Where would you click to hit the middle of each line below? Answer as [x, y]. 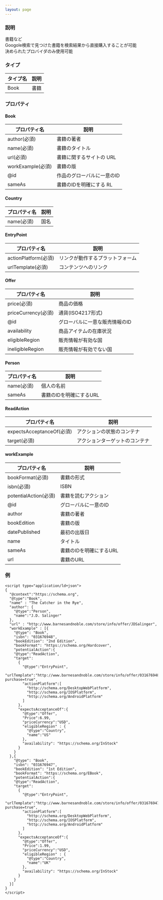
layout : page [18, 9]
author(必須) [22, 139]
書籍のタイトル [74, 148]
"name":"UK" [39, 862]
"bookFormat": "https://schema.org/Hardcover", [63, 645]
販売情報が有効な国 [81, 340]
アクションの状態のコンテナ [108, 431]
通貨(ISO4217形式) [81, 313]
